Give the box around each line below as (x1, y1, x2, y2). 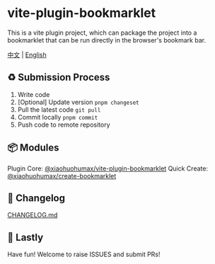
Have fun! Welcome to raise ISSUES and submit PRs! (7, 250, 161, 259)
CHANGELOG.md (7, 211, 58, 219)
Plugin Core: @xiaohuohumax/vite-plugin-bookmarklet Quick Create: (7, 164, 209, 173)
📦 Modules (7, 142, 59, 154)
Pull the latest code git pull (17, 105, 101, 114)
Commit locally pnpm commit (17, 113, 98, 121)
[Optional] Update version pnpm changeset (17, 98, 139, 106)
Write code (17, 90, 50, 98)
